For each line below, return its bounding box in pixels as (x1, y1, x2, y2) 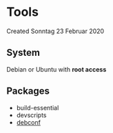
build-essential (16, 103, 59, 112)
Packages (6, 85, 50, 97)
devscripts (16, 111, 47, 119)
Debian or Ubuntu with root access (6, 65, 107, 73)
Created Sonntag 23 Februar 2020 (6, 27, 105, 35)
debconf (16, 118, 41, 126)
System (6, 47, 41, 59)
